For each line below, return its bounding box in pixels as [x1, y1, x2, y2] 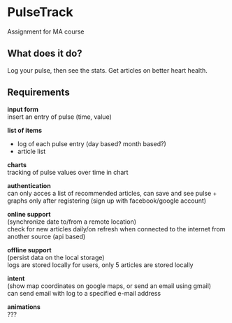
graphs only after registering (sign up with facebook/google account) [7, 196, 207, 205]
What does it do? [7, 48, 82, 59]
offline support [7, 245, 52, 254]
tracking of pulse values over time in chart [7, 168, 129, 176]
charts [7, 160, 27, 168]
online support [7, 210, 51, 218]
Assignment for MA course [7, 27, 85, 36]
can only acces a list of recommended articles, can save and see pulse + [7, 189, 217, 197]
